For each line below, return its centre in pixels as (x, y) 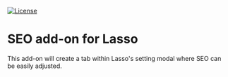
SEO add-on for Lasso (73, 39)
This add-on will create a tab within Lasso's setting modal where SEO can (114, 58)
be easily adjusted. (35, 66)
